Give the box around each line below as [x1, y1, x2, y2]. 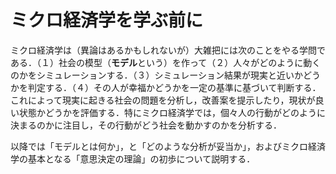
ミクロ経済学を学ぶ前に [10, 9, 204, 32]
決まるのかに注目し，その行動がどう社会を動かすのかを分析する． [10, 119, 282, 131]
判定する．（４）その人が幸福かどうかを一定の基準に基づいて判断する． [27, 81, 322, 93]
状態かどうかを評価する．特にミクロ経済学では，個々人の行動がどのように [18, 106, 326, 118]
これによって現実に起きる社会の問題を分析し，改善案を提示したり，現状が [10, 94, 316, 106]
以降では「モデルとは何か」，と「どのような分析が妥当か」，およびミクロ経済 [10, 140, 326, 152]
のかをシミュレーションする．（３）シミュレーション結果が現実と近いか [10, 69, 303, 81]
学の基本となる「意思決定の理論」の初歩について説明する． [10, 152, 256, 165]
